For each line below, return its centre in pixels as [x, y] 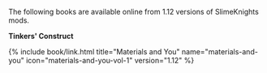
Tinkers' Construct [41, 36]
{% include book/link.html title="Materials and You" [94, 52]
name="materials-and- [220, 52]
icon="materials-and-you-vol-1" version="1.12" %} [110, 60]
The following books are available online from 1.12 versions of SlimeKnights [134, 12]
